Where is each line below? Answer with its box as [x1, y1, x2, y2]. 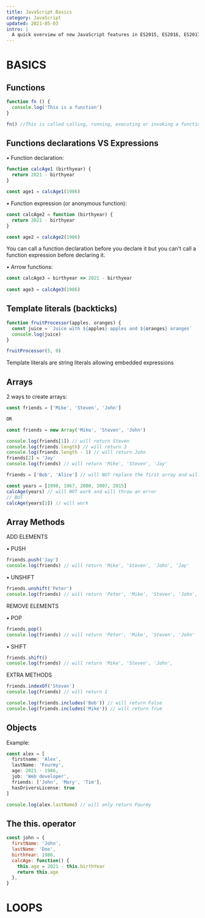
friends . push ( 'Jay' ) [6, 557, 59, 563]
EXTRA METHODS [6, 671, 52, 679]
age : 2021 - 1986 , [12, 768, 59, 774]
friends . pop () [6, 626, 43, 632]
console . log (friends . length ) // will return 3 [6, 443, 127, 450]
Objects [6, 723, 37, 733]
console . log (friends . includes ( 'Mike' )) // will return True [6, 705, 163, 712]
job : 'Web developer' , [12, 773, 70, 780]
